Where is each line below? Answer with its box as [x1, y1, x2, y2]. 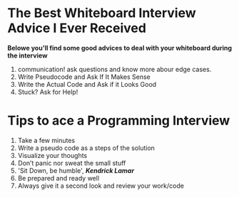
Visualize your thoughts [17, 151, 88, 159]
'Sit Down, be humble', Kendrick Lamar [17, 166, 134, 175]
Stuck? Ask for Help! [17, 87, 78, 96]
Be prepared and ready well [17, 174, 100, 182]
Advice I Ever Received [7, 20, 146, 36]
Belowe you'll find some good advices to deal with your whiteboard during [7, 43, 233, 52]
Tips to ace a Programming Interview [7, 112, 230, 129]
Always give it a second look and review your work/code [17, 181, 184, 190]
